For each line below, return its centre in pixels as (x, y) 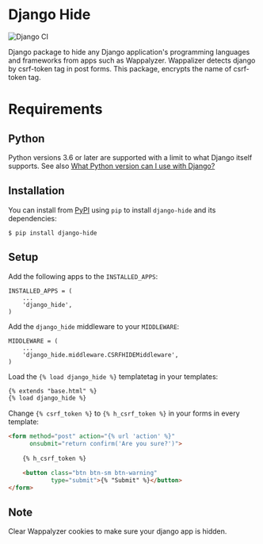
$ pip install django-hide (53, 233)
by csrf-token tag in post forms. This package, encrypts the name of (120, 68)
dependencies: (32, 218)
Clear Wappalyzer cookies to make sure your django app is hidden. (118, 531)
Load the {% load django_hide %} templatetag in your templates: (113, 376)
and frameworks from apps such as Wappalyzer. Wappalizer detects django (132, 60)
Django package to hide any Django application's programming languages (129, 52)
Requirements (55, 109)
